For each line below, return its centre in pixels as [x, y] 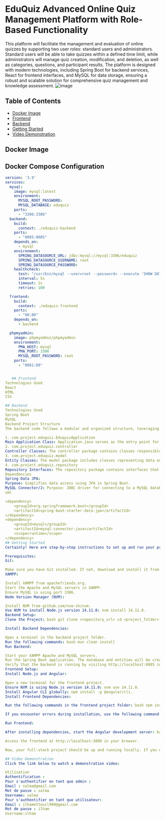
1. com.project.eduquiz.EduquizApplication [50, 438]
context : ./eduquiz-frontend [48, 306]
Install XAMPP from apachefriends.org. [46, 583]
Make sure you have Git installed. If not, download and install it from [82, 570]
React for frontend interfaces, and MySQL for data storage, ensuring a [76, 75]
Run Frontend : [20, 723]
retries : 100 [31, 288]
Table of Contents [33, 101]
